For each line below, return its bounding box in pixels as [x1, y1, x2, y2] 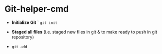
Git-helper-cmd [4, 3, 69, 15]
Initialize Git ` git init [11, 19, 58, 25]
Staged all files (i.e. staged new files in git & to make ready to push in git [11, 29, 158, 35]
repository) [11, 34, 35, 40]
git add [11, 44, 27, 49]
